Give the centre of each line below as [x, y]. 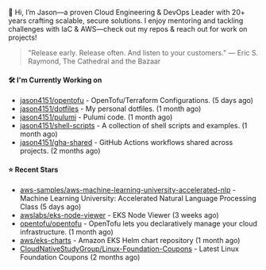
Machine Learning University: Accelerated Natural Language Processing [138, 199]
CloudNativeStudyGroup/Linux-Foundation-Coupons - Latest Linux [129, 249]
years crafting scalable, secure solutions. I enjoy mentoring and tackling [126, 21]
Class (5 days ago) [50, 207]
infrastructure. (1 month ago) [66, 232]
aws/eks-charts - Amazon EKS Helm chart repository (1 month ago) [130, 241]
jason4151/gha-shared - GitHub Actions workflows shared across [126, 143]
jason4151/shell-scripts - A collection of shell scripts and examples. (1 [133, 126]
